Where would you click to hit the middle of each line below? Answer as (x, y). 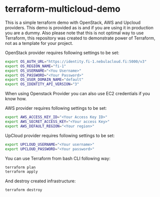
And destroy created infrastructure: (41, 181)
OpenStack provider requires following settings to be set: (62, 53)
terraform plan (20, 167)
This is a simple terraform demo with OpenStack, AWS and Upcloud (73, 22)
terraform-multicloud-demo (63, 9)
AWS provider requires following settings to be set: (56, 108)
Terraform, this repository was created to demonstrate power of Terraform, (80, 38)
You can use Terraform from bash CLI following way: (58, 158)
